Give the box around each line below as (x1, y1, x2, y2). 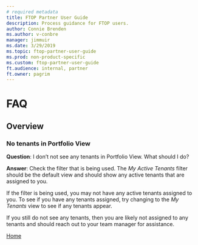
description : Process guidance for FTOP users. (6, 20, 129, 26)
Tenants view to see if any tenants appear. (6, 203, 112, 210)
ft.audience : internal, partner (6, 65, 88, 72)
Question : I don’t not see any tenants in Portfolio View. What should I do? (6, 153, 189, 161)
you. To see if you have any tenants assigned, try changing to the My (6, 196, 179, 203)
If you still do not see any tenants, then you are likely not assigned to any (6, 214, 188, 221)
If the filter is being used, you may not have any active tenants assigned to (6, 189, 193, 197)
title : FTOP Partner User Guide (6, 15, 88, 21)
